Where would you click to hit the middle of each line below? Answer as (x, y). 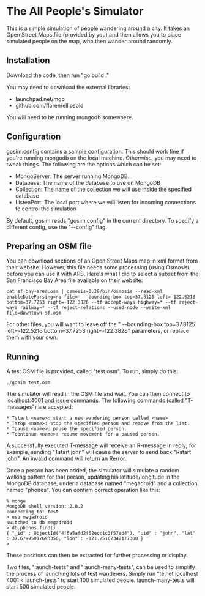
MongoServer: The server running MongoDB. (72, 176)
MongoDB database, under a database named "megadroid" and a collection (102, 483)
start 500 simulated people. (41, 587)
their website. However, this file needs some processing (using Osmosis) (98, 267)
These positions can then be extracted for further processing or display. (97, 556)
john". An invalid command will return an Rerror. (66, 459)
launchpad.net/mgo (40, 99)
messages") (21, 407)
